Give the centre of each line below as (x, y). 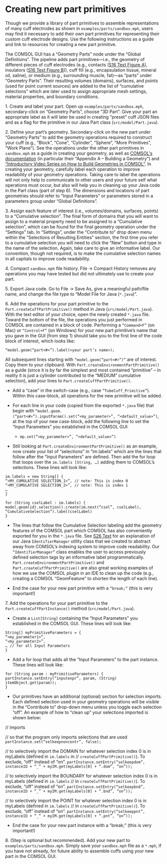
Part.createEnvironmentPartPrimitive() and (58, 562)
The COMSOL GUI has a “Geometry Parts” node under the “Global (73, 54)
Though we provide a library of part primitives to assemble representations (82, 23)
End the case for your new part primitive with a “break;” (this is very (83, 588)
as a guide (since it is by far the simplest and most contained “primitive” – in (83, 370)
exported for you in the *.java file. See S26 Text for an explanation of (84, 536)
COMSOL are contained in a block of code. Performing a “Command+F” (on (80, 325)
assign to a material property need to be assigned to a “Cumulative (74, 221)
